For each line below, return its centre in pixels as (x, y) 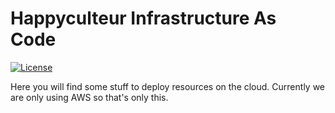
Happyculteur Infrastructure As (143, 18)
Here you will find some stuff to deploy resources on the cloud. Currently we (168, 86)
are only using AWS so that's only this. (89, 97)
